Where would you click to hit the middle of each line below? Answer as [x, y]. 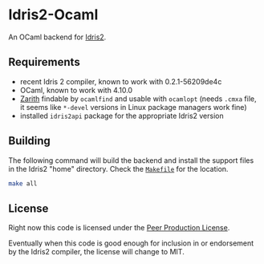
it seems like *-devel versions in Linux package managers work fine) [133, 107]
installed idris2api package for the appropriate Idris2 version [122, 116]
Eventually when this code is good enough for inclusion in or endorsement [131, 243]
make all [23, 183]
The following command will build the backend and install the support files [131, 160]
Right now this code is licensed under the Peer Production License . [119, 228]
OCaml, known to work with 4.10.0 [76, 90]
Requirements [44, 62]
